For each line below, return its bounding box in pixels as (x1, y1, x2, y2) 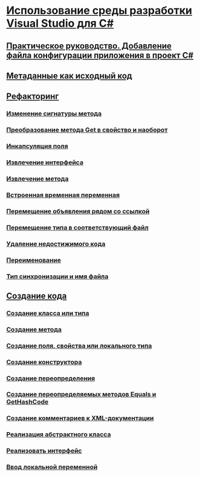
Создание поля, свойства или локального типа (6, 341, 152, 350)
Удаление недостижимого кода (6, 239, 106, 248)
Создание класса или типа (6, 309, 89, 317)
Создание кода (6, 290, 67, 301)
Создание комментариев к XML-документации (6, 414, 154, 422)
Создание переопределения (6, 374, 95, 382)
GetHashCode (6, 398, 49, 406)
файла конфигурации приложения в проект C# (6, 50, 194, 61)
